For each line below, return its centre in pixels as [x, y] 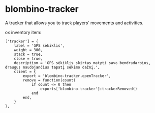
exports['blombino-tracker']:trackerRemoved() [89, 89]
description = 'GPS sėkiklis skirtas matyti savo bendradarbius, [82, 63]
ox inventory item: [23, 32]
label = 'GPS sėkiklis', [39, 45]
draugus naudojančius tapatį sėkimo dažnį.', [52, 67]
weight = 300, [28, 50]
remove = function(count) [49, 80]
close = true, [28, 58]
